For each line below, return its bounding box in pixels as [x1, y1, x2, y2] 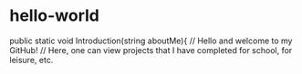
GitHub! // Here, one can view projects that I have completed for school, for [9, 44, 293, 55]
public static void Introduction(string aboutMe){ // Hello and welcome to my [9, 35, 293, 46]
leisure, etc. [9, 54, 54, 65]
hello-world [9, 5, 100, 26]
